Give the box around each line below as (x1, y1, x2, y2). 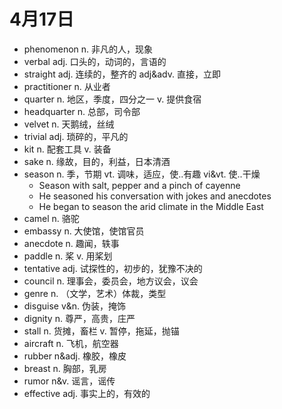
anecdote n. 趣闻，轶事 (23, 237, 120, 249)
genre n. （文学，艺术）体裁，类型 (23, 287, 167, 299)
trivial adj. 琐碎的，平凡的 (23, 130, 129, 142)
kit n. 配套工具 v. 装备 (23, 143, 112, 155)
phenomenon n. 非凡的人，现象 (23, 43, 154, 55)
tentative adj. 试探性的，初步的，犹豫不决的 (23, 262, 203, 274)
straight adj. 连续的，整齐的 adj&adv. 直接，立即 (23, 68, 221, 80)
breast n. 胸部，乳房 (23, 362, 107, 374)
